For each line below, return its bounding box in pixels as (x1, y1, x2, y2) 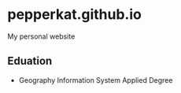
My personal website (7, 32, 76, 41)
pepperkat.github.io (7, 6, 142, 24)
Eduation (7, 54, 53, 68)
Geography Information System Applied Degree (18, 75, 173, 84)
